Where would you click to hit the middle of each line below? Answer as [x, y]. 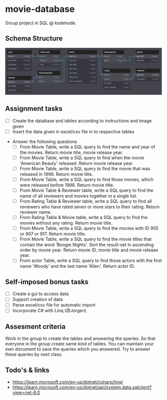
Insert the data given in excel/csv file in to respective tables [73, 131]
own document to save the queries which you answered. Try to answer [78, 349]
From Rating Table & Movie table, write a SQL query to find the [83, 218]
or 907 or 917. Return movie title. [53, 234]
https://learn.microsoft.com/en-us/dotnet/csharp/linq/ [68, 382]
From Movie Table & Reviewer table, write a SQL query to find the [86, 190]
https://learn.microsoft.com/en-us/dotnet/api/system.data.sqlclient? [82, 387]
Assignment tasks [34, 109]
